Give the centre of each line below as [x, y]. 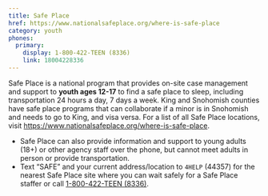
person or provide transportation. [75, 158]
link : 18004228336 [53, 61]
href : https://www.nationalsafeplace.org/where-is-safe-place [114, 23]
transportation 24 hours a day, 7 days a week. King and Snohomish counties [134, 100]
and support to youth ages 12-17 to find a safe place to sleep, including [126, 91]
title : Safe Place [39, 16]
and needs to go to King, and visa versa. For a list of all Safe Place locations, [134, 117]
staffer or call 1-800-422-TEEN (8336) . [84, 183]
